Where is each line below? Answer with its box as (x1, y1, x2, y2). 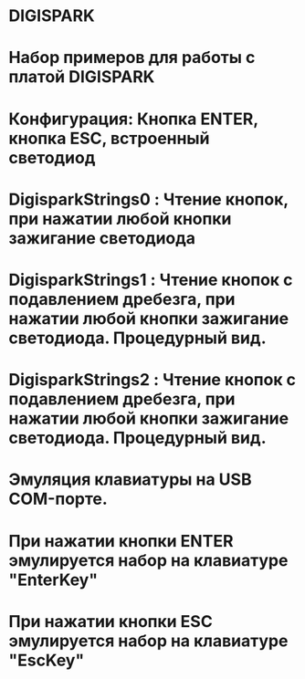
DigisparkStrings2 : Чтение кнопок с (8, 370, 297, 391)
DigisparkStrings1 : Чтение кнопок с (8, 269, 293, 290)
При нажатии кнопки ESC (8, 611, 214, 632)
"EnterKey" (8, 569, 98, 590)
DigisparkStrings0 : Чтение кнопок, (8, 189, 289, 210)
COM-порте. (8, 489, 109, 509)
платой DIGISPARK (8, 67, 155, 88)
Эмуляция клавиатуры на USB (8, 469, 252, 490)
